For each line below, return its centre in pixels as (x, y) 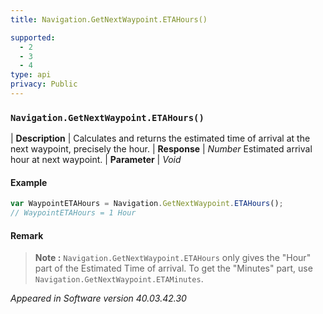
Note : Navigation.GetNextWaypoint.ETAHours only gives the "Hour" (173, 258)
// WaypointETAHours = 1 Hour (73, 213)
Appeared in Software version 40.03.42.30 (98, 298)
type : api (31, 75)
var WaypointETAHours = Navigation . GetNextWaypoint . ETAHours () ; (147, 204)
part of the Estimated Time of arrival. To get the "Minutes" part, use (173, 268)
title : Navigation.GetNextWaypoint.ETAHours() (109, 19)
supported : (33, 37)
